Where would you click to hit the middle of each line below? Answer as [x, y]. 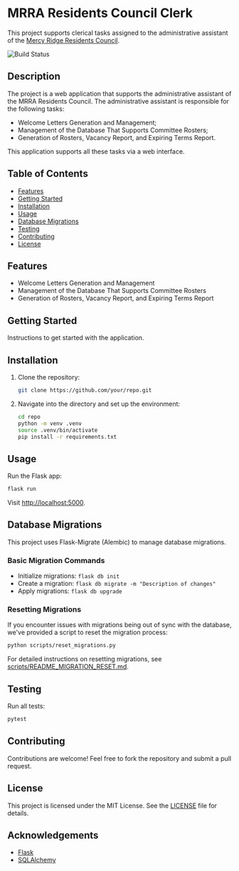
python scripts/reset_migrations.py [62, 646]
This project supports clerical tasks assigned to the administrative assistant [118, 33]
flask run [22, 489]
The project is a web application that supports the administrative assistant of [119, 93]
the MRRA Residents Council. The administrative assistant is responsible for [118, 101]
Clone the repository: [49, 377]
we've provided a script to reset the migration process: [88, 632]
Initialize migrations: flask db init [68, 576]
